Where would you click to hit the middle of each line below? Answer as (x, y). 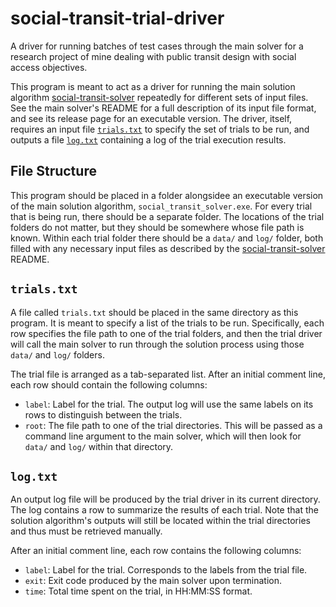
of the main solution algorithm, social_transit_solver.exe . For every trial (161, 206)
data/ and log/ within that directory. (99, 446)
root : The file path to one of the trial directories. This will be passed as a (173, 425)
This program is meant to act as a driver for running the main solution (153, 86)
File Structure (53, 171)
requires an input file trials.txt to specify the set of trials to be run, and (160, 129)
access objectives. (49, 67)
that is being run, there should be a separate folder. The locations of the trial (167, 216)
